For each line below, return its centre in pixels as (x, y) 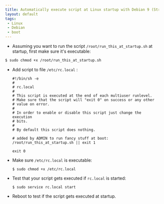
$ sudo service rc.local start (44, 187)
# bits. (20, 121)
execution (22, 117)
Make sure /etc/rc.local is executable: (52, 160)
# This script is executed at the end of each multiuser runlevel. (82, 96)
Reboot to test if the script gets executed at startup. (64, 196)
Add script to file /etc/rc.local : (45, 69)
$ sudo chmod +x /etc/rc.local (44, 169)
